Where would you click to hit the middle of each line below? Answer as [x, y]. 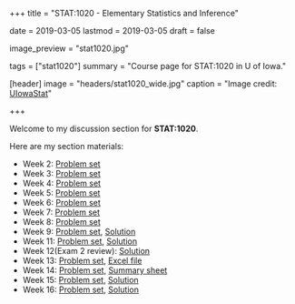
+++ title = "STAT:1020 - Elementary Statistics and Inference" [124, 13]
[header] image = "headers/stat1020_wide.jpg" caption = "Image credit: [143, 84]
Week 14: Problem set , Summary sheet [95, 270]
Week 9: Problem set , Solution [79, 232]
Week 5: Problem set [61, 193]
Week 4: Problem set [62, 183]
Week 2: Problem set [62, 164]
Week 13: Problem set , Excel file [82, 260]
